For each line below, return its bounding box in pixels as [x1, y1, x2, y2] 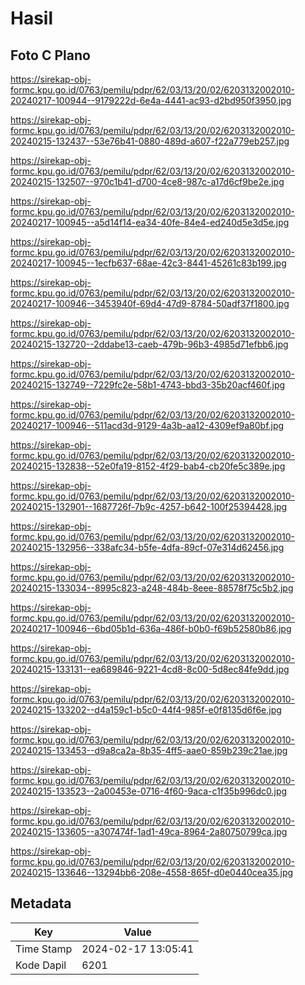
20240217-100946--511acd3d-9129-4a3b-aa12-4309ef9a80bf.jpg [10, 420, 285, 431]
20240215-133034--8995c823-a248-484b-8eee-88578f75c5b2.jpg [10, 582, 294, 594]
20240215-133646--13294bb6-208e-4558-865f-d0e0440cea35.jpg [10, 867, 294, 878]
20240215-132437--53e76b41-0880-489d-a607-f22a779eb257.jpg [10, 135, 290, 147]
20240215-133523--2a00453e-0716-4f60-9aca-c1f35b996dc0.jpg [10, 785, 288, 797]
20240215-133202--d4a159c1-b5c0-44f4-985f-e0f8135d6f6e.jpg [10, 704, 282, 716]
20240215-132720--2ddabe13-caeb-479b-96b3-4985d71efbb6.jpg [10, 338, 289, 350]
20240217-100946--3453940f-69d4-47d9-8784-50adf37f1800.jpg [10, 298, 290, 309]
